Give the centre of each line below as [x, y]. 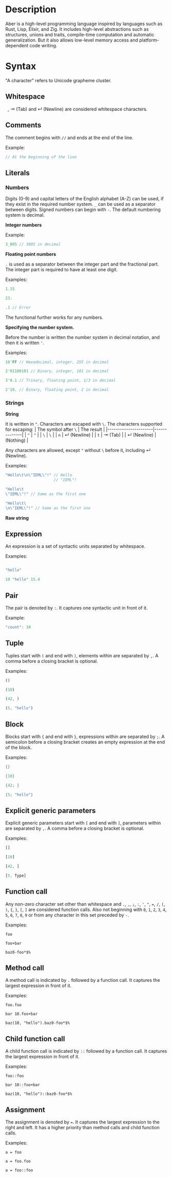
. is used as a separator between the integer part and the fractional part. [82, 264]
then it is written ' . [25, 343]
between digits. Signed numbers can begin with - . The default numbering [83, 210]
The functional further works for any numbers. [54, 317]
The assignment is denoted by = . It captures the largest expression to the [83, 1122]
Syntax [21, 67]
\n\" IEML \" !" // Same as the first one [48, 508]
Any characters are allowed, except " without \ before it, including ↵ [78, 450]
